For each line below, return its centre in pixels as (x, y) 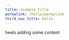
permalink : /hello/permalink (34, 14)
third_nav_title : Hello (29, 19)
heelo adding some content (32, 33)
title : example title (27, 10)
